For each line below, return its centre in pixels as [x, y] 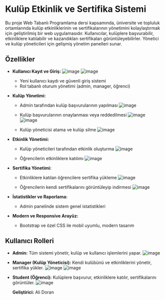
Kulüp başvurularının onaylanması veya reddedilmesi [73, 115]
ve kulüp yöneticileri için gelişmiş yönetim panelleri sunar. [64, 43]
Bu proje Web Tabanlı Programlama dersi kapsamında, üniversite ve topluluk [82, 23]
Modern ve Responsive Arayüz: [45, 215]
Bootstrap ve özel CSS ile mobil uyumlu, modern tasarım [77, 225]
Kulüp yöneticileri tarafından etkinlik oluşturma [67, 149]
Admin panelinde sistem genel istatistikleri [62, 206]
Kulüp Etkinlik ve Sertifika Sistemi [76, 9]
